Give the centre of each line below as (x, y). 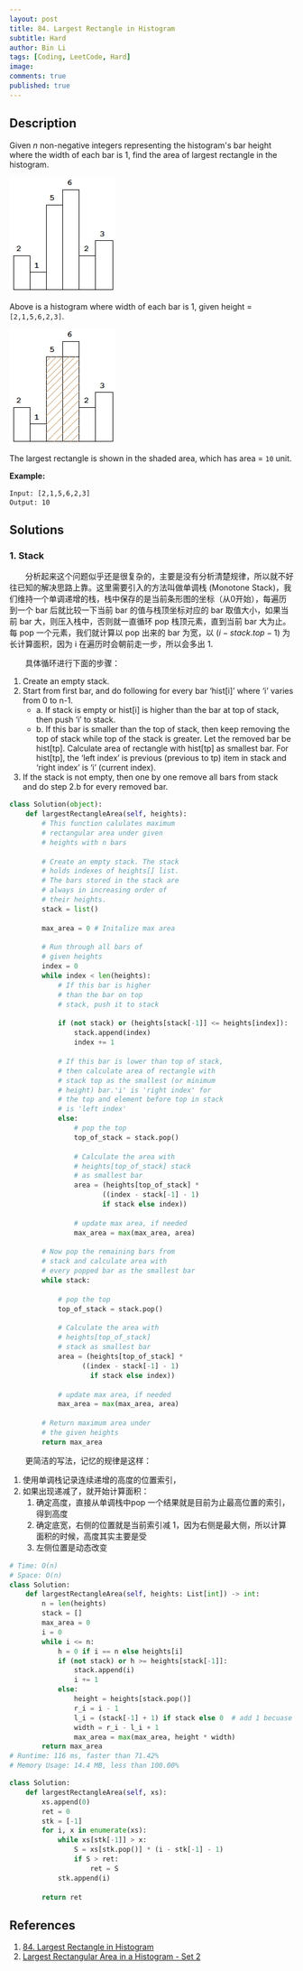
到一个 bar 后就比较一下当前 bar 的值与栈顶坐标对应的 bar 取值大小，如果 (145, 610)
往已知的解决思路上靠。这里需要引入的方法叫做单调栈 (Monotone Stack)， (147, 588)
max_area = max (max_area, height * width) (155, 1737)
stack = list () (70, 909)
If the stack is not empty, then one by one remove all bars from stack (150, 777)
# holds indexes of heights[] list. (110, 871)
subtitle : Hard (38, 38)
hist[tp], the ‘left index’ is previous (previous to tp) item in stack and (161, 758)
